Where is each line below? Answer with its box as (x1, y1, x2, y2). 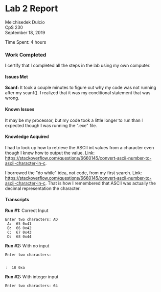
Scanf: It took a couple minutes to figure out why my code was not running (5, 84, 157, 91)
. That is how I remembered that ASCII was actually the (45, 180, 156, 186)
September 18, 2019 (5, 29, 46, 35)
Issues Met (5, 74, 28, 80)
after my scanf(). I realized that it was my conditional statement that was (5, 90, 151, 96)
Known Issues (5, 106, 35, 112)
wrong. (5, 95, 20, 101)
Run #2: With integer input (5, 274, 59, 280)
